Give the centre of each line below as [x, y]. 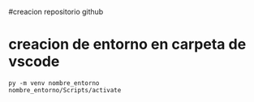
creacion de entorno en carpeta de [127, 45]
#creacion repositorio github [56, 12]
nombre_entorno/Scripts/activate [65, 90]
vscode [34, 62]
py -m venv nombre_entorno [54, 83]
